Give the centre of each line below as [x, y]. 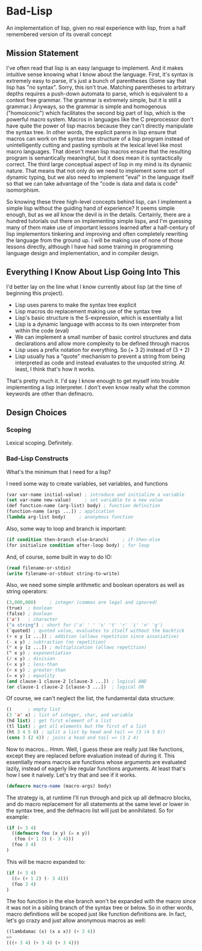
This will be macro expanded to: [46, 862]
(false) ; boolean [29, 614]
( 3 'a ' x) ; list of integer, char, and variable [70, 715]
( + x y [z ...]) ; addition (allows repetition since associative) [93, 636]
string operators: [27, 591]
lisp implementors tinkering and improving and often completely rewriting [97, 233]
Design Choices [37, 412]
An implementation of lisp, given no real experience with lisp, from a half [96, 28]
